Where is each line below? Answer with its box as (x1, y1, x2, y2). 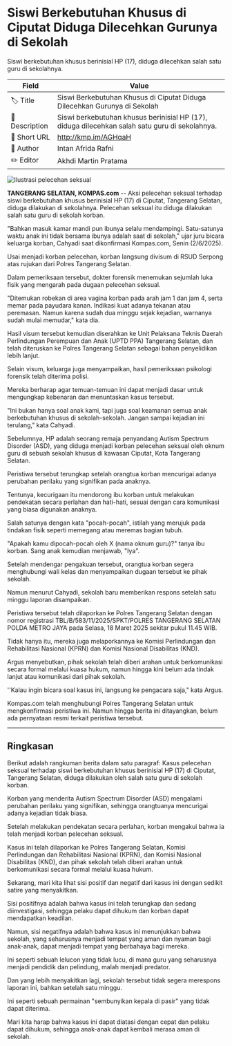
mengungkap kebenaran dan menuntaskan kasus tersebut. (7, 393, 175, 401)
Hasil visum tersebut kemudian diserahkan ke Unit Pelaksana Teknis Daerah (7, 329, 223, 337)
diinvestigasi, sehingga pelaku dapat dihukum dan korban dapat (7, 906, 189, 915)
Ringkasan (7, 740, 54, 752)
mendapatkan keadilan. (7, 914, 74, 922)
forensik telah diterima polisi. (7, 372, 90, 380)
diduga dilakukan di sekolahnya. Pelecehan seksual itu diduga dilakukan (7, 203, 213, 212)
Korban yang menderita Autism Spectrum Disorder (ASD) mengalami (7, 794, 202, 803)
